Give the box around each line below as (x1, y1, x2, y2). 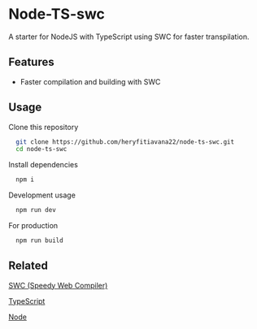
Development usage (8, 190, 76, 200)
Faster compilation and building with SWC (20, 76, 161, 86)
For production (8, 221, 59, 231)
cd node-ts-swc (15, 145, 68, 154)
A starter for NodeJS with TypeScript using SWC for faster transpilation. (8, 32, 250, 41)
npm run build (15, 236, 63, 245)
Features (8, 55, 54, 69)
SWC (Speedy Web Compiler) (8, 280, 108, 290)
